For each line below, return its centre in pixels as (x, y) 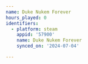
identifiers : (22, 23)
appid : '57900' (36, 35)
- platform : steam (35, 29)
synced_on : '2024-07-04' (48, 46)
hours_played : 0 (26, 18)
